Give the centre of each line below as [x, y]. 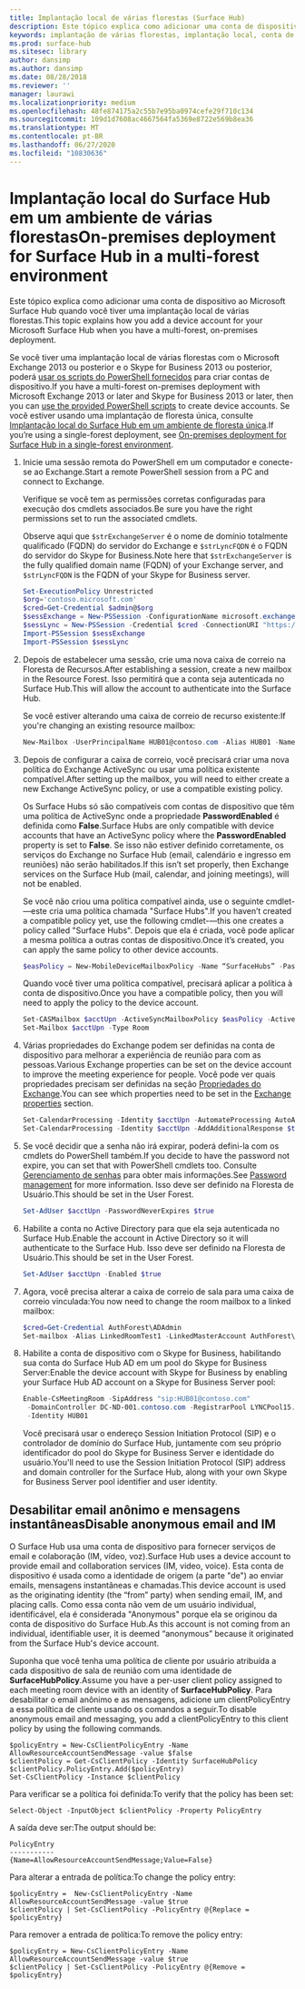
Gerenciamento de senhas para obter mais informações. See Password [155, 1174]
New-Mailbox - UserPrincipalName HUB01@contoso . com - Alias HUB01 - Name [159, 742]
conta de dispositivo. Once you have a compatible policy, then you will [152, 993]
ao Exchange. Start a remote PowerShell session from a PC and [152, 472]
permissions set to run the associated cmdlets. [110, 518]
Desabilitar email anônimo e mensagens [125, 1511]
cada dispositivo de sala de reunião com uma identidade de [121, 1670]
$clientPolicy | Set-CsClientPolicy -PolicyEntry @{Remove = [128, 1967]
